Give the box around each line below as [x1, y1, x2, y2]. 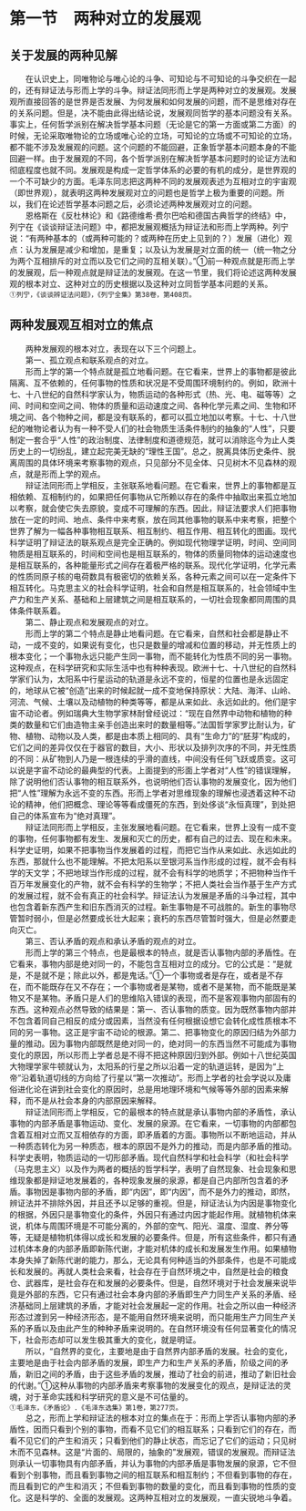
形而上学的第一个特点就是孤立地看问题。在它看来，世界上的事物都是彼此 [25, 365, 297, 376]
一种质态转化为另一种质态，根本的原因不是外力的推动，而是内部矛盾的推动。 [9, 1140, 297, 1151]
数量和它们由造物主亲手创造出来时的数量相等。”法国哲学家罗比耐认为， [25, 719, 289, 730]
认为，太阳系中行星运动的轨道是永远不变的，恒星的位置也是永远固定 [33, 673, 289, 684]
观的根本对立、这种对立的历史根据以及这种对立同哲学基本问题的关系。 [9, 279, 273, 289]
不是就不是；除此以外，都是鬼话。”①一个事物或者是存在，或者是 [25, 970, 268, 981]
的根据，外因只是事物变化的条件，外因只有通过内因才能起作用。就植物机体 [9, 1208, 289, 1219]
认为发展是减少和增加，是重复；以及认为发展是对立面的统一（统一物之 [25, 244, 289, 255]
